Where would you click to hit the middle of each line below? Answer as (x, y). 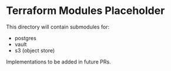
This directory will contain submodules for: (58, 27)
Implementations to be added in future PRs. (58, 62)
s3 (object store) (35, 50)
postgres (25, 38)
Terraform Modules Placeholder (85, 11)
